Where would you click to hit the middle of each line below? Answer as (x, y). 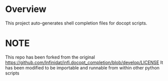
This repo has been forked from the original (50, 57)
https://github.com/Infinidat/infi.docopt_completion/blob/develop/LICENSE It (84, 62)
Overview (26, 9)
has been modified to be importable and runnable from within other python (82, 67)
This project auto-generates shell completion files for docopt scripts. (76, 23)
